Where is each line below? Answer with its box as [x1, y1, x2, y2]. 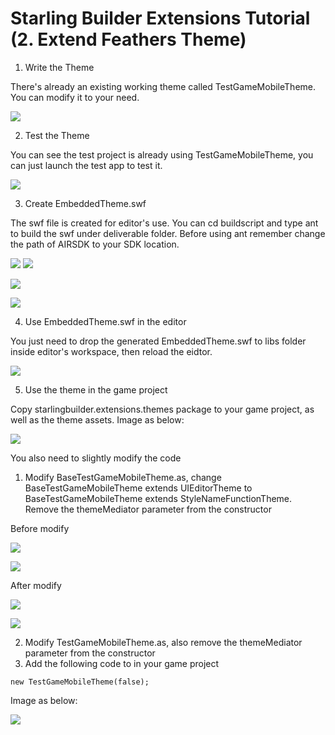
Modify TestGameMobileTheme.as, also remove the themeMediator [24, 636, 303, 648]
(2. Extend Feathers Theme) [10, 28, 247, 51]
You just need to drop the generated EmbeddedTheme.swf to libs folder [10, 335, 307, 347]
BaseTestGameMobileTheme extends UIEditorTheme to [24, 482, 253, 494]
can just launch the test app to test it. [10, 159, 163, 171]
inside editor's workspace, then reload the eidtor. [10, 345, 213, 357]
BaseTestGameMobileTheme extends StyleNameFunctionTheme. [24, 492, 293, 504]
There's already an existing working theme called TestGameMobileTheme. [10, 80, 316, 92]
